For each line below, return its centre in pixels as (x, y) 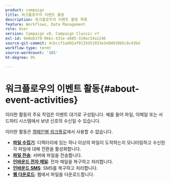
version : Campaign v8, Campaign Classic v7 (52, 34)
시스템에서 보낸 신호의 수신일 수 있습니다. (60, 121)
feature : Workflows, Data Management (45, 24)
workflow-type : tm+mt (28, 48)
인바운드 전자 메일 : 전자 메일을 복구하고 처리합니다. (63, 162)
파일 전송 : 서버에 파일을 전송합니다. (47, 155)
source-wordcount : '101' (32, 53)
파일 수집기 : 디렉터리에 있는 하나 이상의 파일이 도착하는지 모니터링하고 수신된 (89, 143)
